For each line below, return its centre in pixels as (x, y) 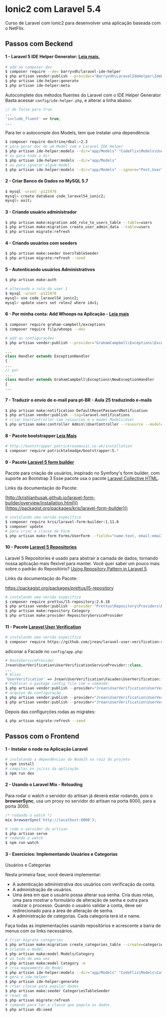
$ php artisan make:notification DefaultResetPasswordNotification (77, 411)
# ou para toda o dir (28, 156)
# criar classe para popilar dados (42, 986)
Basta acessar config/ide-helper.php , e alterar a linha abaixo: (69, 100)
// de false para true (29, 109)
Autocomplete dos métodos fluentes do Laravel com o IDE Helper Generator (83, 95)
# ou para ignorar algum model (38, 165)
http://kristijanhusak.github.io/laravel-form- (51, 498)
